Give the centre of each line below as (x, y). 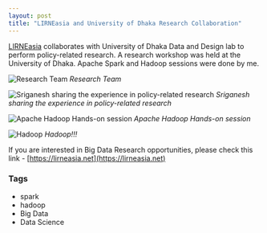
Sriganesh (233, 94)
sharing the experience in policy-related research (90, 103)
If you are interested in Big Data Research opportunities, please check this (131, 149)
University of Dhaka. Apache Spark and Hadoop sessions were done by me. (133, 63)
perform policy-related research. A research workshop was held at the (125, 55)
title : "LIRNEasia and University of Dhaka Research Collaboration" (125, 23)
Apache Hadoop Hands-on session (192, 118)
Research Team (95, 79)
